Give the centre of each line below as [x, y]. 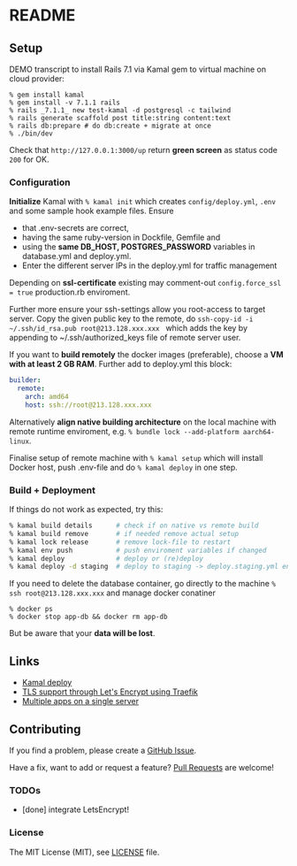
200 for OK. [29, 159]
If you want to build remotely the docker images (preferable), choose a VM [147, 355]
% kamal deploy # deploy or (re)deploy [106, 558]
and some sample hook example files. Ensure [91, 211]
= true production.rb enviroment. [70, 292]
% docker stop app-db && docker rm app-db [88, 617]
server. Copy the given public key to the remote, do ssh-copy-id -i [131, 318]
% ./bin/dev [31, 134]
